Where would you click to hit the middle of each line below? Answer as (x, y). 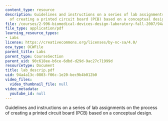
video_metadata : (22, 89)
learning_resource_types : (32, 33)
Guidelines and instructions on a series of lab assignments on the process (81, 107)
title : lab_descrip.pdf (30, 70)
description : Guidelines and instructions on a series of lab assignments (85, 14)
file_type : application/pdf (34, 28)
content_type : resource (30, 10)
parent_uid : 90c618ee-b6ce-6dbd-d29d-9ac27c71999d (59, 61)
